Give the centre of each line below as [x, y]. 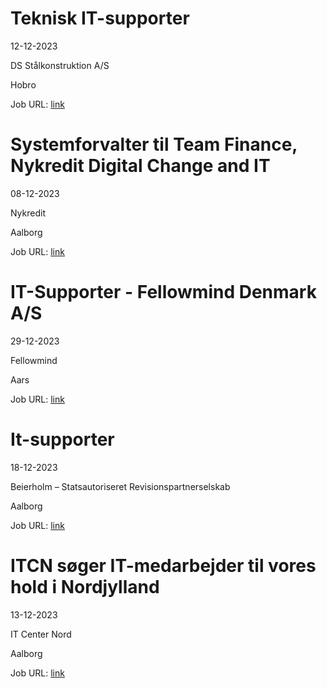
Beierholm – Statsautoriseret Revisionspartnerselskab [120, 486]
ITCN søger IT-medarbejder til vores [163, 565]
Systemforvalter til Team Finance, [154, 144]
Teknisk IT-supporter [100, 18]
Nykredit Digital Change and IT [140, 166]
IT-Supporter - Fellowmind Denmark [163, 292]
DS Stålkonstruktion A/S [60, 65]
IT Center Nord [41, 634]
